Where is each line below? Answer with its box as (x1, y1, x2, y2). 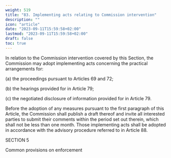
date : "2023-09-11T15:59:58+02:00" (5, 27, 81, 32)
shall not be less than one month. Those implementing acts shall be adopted (5, 121, 166, 128)
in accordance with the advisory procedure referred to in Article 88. (5, 127, 148, 133)
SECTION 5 (5, 137, 29, 143)
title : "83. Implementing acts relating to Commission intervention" (5, 12, 157, 17)
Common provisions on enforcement (5, 147, 83, 153)
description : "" (5, 17, 40, 22)
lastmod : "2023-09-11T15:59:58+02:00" (5, 31, 88, 36)
